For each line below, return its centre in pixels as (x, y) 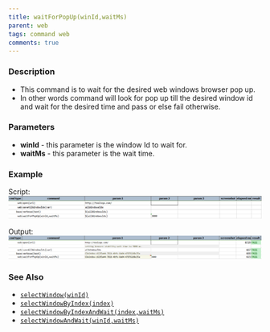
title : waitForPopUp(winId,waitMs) (68, 17)
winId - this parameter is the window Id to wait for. (103, 144)
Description (32, 72)
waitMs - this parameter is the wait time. (87, 153)
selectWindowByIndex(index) (67, 303)
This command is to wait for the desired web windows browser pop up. (137, 89)
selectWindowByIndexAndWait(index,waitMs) (92, 312)
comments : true (34, 43)
